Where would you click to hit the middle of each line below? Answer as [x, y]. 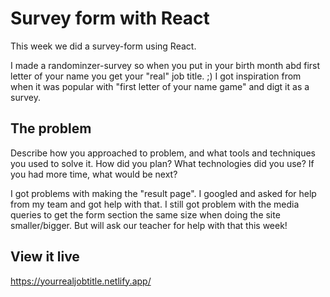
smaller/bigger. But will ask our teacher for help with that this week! [149, 225]
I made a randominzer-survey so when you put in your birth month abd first [165, 65]
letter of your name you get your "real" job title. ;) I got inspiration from [156, 76]
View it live [45, 257]
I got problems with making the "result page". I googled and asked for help [163, 193]
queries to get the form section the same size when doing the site [145, 214]
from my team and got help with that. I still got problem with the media [155, 204]
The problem [51, 128]
